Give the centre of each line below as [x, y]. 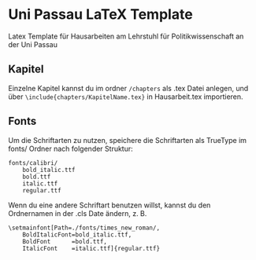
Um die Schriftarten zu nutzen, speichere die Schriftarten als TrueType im [127, 140]
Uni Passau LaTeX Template [100, 15]
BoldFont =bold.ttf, [65, 241]
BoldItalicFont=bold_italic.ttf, [77, 234]
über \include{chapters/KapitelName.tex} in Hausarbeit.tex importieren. [126, 97]
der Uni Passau [33, 44]
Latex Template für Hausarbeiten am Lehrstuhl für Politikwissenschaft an [126, 36]
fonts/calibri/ [33, 163]
